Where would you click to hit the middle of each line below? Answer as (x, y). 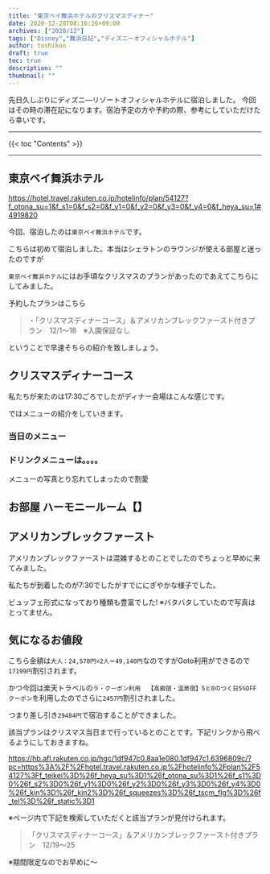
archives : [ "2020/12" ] (46, 31)
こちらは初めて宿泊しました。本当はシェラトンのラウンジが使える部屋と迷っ (135, 249)
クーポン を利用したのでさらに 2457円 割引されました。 (94, 698)
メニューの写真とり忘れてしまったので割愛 (79, 479)
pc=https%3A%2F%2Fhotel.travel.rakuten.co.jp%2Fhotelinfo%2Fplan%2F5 (135, 767)
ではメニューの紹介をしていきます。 (68, 414)
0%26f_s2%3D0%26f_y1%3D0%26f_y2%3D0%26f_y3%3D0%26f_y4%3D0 (135, 784)
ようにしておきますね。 (54, 743)
